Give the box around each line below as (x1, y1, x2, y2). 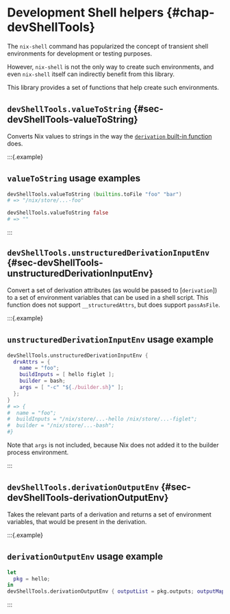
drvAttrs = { (13, 358, 51, 365)
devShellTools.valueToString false (7, 209, 109, 217)
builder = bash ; (19, 377, 66, 385)
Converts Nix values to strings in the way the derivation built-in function (7, 132, 212, 140)
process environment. (7, 448, 69, 457)
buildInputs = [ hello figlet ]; (19, 371, 115, 378)
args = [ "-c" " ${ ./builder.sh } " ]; (19, 384, 125, 391)
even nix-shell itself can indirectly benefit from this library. (7, 70, 175, 78)
